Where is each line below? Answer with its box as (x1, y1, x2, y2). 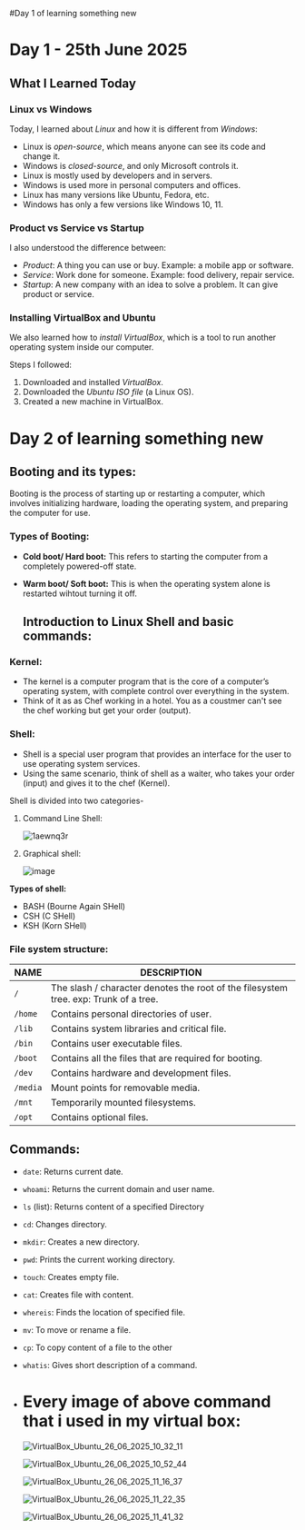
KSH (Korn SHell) (22, 919, 87, 930)
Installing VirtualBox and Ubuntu (9, 312, 156, 324)
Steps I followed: (9, 359, 73, 371)
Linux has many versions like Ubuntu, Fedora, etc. (22, 189, 210, 200)
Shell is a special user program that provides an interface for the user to (22, 749, 292, 760)
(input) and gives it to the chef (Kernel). (22, 777, 171, 789)
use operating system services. (22, 758, 141, 769)
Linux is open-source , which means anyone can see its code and (22, 141, 266, 152)
